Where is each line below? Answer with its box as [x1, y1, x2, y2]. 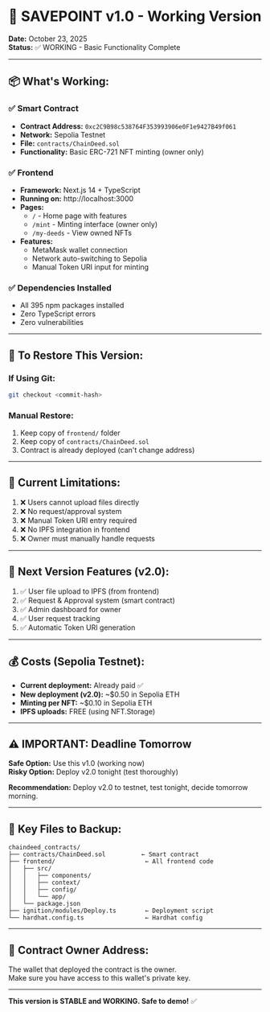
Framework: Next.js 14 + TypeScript [19, 185, 141, 195]
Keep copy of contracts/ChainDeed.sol [19, 437, 150, 446]
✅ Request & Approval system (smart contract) [19, 595, 175, 605]
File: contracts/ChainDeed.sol [19, 138, 121, 148]
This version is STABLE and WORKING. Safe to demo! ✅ [8, 996, 198, 1006]
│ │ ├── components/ [8, 872, 92, 880]
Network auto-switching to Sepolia [31, 253, 147, 263]
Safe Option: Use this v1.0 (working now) [8, 759, 145, 768]
